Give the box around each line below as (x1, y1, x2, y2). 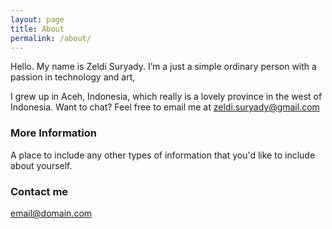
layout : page (10, 14, 65, 25)
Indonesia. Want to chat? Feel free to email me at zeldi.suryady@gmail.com (10, 101, 320, 113)
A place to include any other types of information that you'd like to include (10, 149, 316, 161)
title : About (10, 24, 65, 34)
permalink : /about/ (10, 33, 92, 43)
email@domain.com (10, 207, 93, 219)
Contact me (10, 184, 69, 198)
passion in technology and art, (10, 71, 136, 83)
